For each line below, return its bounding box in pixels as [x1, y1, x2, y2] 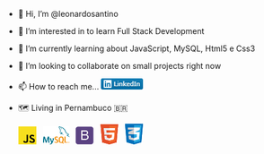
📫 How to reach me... [17, 81, 100, 91]
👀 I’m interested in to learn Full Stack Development [17, 26, 205, 36]
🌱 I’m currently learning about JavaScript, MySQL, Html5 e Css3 [17, 43, 256, 54]
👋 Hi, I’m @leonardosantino [17, 9, 119, 19]
